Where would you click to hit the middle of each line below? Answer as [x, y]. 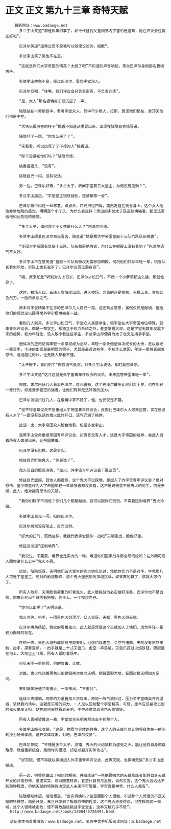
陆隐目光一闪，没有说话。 [42, 176]
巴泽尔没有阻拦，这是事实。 [44, 450]
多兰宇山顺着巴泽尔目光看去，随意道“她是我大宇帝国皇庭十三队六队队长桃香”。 [90, 236]
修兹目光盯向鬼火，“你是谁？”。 [48, 460]
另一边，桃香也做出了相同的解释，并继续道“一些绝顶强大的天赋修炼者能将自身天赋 [92, 775]
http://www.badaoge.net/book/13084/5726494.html [63, 812]
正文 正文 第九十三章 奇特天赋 [67, 10]
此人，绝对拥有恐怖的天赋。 [38, 491]
